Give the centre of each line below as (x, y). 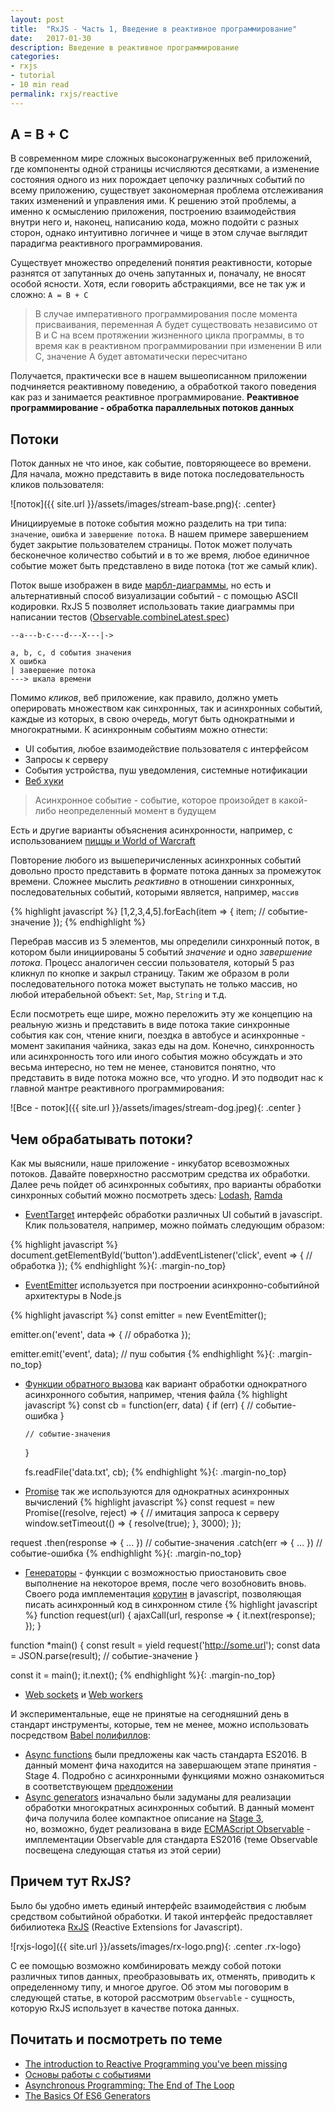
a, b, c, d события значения (71, 653)
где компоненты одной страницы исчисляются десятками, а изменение (165, 169)
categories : (35, 57)
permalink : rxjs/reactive (64, 94)
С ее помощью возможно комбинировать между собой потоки (146, 1965)
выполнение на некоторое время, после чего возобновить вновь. (165, 1583)
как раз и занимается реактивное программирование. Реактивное (155, 397)
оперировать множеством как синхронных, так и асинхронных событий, (166, 708)
